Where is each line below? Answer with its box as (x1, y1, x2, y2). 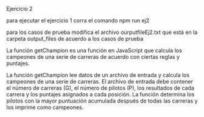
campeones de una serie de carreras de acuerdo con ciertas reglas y (6, 53, 180, 60)
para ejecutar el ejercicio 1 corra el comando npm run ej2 (6, 17, 150, 24)
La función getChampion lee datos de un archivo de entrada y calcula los (6, 72, 190, 78)
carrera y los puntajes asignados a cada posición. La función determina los (6, 91, 195, 98)
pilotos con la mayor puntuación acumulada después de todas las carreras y (6, 97, 198, 104)
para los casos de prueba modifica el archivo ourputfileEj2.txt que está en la (6, 28, 198, 36)
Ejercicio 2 (6, 5, 33, 12)
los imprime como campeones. (6, 104, 84, 111)
